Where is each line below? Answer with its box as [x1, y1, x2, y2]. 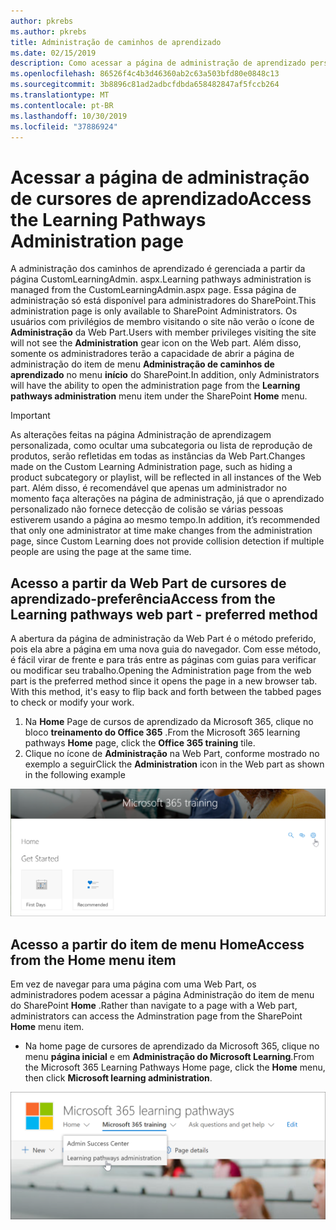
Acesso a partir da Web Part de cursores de [10, 575, 287, 592]
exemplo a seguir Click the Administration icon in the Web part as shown [24, 758, 325, 770]
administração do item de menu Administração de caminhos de [10, 358, 275, 370]
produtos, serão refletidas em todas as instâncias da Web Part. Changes [10, 450, 306, 462]
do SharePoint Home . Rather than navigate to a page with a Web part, [10, 1000, 298, 1012]
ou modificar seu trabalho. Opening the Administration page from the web [10, 665, 312, 677]
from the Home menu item [10, 951, 177, 969]
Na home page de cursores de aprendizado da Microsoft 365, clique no [24, 1040, 320, 1052]
